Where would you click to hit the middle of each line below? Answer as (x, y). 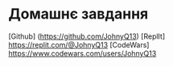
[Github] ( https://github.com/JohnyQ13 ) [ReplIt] (87, 36)
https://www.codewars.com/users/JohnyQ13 (82, 53)
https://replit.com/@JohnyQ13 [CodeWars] (79, 44)
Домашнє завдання (78, 14)
